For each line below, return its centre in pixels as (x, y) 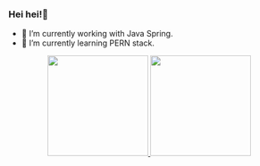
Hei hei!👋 (28, 14)
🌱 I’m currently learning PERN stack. (88, 43)
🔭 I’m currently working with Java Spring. (97, 34)
